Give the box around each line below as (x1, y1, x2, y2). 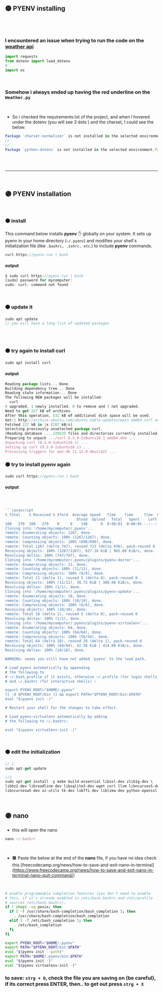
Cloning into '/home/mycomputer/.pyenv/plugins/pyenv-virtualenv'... (5, 621, 149, 625)
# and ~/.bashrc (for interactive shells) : (5, 679, 97, 684)
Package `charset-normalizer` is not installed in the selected (5, 134, 138, 138)
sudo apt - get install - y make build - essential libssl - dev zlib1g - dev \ (5, 779, 153, 784)
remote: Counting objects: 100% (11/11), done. (5, 567, 103, 572)
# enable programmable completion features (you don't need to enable (5, 891, 151, 896)
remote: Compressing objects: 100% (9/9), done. (5, 571, 105, 576)
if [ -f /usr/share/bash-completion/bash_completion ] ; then (9, 909, 136, 914)
